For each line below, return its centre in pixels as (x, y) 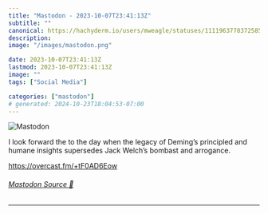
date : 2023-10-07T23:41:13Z (55, 60)
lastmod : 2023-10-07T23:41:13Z (60, 67)
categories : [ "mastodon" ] (51, 97)
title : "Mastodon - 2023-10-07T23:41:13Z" (80, 16)
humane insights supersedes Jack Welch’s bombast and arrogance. (120, 151)
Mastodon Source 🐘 (41, 184)
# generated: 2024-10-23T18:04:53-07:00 (77, 104)
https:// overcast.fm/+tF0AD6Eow (63, 166)
